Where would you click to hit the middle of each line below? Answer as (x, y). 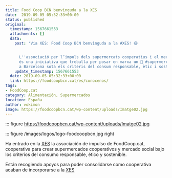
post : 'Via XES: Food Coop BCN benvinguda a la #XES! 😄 (76, 43)
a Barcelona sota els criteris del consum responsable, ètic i (88, 66)
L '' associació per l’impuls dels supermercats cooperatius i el (89, 57)
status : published (25, 19)
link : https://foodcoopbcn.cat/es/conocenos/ (59, 81)
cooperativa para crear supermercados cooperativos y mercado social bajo (85, 149)
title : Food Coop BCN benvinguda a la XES (51, 10)
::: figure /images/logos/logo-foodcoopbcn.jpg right (60, 134)
